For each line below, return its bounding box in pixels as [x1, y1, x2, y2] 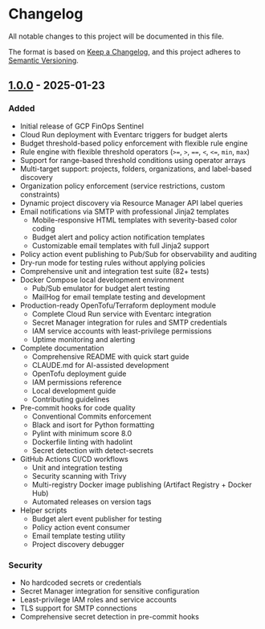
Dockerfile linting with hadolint [31, 437, 133, 447]
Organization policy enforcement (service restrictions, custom [19, 181, 226, 190]
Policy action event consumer [31, 522, 131, 532]
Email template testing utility [31, 531, 126, 541]
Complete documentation [19, 343, 104, 353]
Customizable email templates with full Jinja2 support [31, 240, 210, 250]
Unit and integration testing [31, 463, 123, 472]
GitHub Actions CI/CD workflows [19, 454, 128, 464]
